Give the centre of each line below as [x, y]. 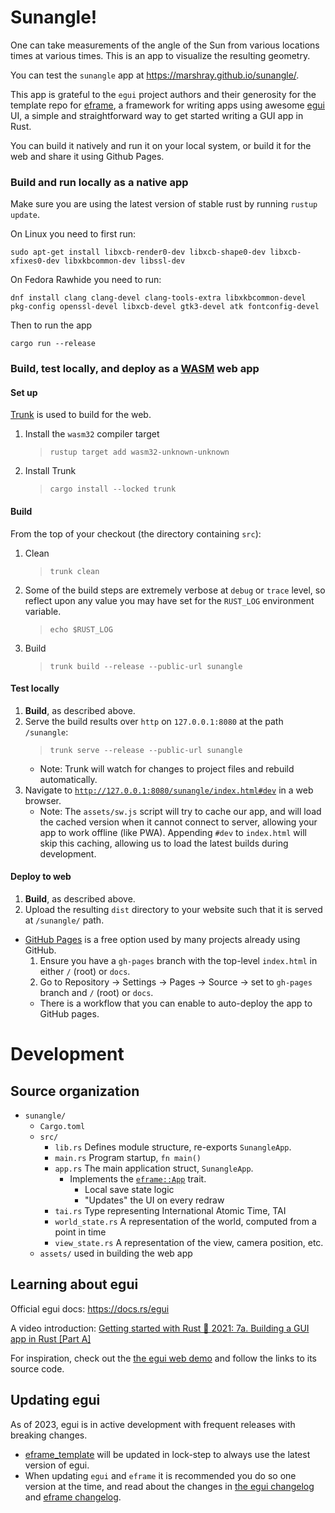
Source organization [75, 1091]
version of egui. [57, 1465]
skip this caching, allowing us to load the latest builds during [164, 843]
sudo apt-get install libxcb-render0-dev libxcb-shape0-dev [138, 252]
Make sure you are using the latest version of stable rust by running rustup [164, 204]
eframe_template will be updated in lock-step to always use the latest [167, 1454]
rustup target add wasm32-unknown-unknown [139, 452]
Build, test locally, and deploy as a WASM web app [135, 369]
